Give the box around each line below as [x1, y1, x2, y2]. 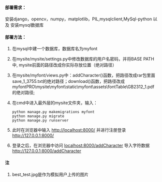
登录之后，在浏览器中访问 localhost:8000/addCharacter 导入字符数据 [12, 143, 150, 149]
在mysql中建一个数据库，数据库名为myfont [12, 46, 98, 52]
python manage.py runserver [12, 118, 69, 123]
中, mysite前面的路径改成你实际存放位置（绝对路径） [12, 62, 117, 68]
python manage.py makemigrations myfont [12, 109, 95, 115]
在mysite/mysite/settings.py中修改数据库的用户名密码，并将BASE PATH [12, 56, 155, 62]
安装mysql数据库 [10, 22, 44, 28]
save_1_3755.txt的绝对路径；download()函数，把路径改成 [12, 78, 125, 84]
